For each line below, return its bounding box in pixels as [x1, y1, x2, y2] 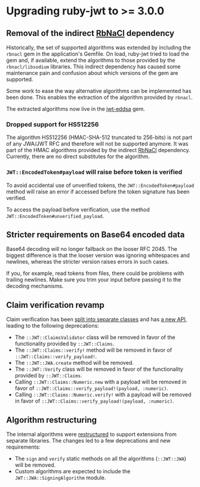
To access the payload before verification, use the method [6, 205, 150, 213]
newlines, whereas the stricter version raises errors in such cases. [6, 258, 170, 265]
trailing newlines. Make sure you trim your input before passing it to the [6, 276, 181, 283]
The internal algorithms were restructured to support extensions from [6, 431, 177, 438]
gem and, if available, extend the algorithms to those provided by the [6, 57, 176, 63]
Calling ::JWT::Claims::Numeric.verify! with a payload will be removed [14, 391, 192, 398]
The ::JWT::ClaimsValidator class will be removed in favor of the [14, 334, 176, 341]
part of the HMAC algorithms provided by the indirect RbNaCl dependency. [6, 147, 190, 154]
